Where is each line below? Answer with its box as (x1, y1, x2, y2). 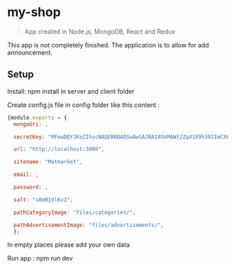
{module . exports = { (7, 114, 68, 121)
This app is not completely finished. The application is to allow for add (7, 41, 209, 49)
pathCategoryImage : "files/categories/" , (13, 209, 136, 216)
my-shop (7, 4, 61, 20)
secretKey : (13, 133, 45, 140)
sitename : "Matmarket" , (13, 159, 83, 166)
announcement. (7, 48, 52, 57)
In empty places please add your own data (7, 240, 130, 249)
